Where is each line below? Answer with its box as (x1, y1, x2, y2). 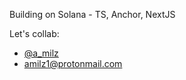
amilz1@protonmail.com (23, 58, 123, 69)
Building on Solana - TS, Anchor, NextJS (9, 9, 176, 20)
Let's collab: (9, 28, 60, 39)
